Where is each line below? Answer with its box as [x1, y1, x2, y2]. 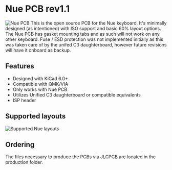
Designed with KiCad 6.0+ [12, 75, 68, 82]
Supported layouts [5, 112, 66, 120]
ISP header [12, 97, 36, 103]
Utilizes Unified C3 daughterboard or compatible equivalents [12, 91, 141, 98]
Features [5, 62, 34, 70]
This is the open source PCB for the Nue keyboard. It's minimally [30, 20, 167, 26]
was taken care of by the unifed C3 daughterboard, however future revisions [5, 41, 167, 47]
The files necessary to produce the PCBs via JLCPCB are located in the [5, 154, 156, 160]
